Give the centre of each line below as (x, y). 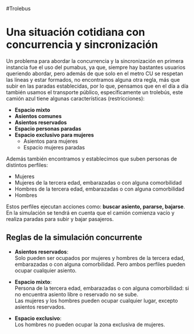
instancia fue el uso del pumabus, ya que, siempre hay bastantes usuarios (96, 67)
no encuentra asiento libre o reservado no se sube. (76, 294)
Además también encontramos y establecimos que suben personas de (92, 159)
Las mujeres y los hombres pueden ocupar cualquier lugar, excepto (96, 300)
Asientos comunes (38, 116)
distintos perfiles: (27, 165)
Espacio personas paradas (48, 128)
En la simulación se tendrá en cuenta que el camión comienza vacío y (90, 213)
